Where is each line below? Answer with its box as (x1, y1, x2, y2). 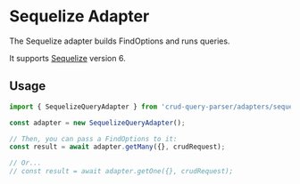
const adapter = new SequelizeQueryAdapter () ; (9, 118, 186, 127)
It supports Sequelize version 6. (9, 52, 127, 63)
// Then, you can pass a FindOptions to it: (9, 134, 178, 143)
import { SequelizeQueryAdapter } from (9, 102, 158, 111)
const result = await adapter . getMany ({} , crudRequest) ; (9, 142, 226, 152)
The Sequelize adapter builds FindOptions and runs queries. (9, 36, 230, 46)
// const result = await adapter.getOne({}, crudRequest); (9, 167, 234, 176)
